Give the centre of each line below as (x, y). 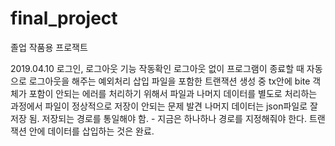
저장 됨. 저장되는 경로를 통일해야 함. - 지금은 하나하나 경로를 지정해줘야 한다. (159, 118)
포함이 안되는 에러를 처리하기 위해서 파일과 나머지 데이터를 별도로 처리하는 (173, 93)
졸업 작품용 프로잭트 (49, 47)
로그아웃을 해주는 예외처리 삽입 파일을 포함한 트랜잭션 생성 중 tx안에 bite (169, 81)
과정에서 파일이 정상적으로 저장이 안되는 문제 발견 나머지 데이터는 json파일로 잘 (164, 106)
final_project (64, 18)
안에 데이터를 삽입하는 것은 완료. (91, 131)
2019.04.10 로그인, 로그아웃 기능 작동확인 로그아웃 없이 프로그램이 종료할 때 (157, 68)
